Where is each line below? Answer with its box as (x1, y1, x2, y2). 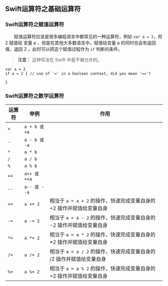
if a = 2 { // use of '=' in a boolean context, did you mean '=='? (5, 71, 151, 76)
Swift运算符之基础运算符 (5, 5, 81, 14)
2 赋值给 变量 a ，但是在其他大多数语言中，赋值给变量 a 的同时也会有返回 (5, 40, 156, 46)
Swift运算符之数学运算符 (5, 92, 64, 99)
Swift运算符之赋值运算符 (5, 21, 64, 28)
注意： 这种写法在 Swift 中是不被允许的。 (17, 57, 102, 63)
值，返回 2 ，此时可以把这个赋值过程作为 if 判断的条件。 (5, 46, 122, 52)
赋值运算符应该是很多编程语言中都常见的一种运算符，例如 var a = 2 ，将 (13, 33, 162, 39)
